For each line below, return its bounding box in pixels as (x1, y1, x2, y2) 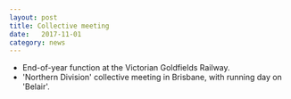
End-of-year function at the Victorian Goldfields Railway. (21, 62, 230, 73)
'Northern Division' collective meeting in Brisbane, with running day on (21, 72, 283, 83)
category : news (9, 37, 66, 47)
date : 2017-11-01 (9, 29, 82, 38)
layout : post (9, 12, 58, 22)
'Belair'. (21, 81, 51, 92)
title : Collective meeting (9, 21, 110, 30)
